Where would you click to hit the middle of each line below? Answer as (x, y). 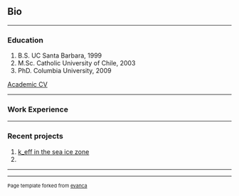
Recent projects (36, 136)
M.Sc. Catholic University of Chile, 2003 (76, 63)
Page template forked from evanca (47, 185)
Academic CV (27, 85)
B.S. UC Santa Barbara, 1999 (60, 55)
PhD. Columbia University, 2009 (64, 71)
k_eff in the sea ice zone (53, 151)
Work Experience (38, 109)
